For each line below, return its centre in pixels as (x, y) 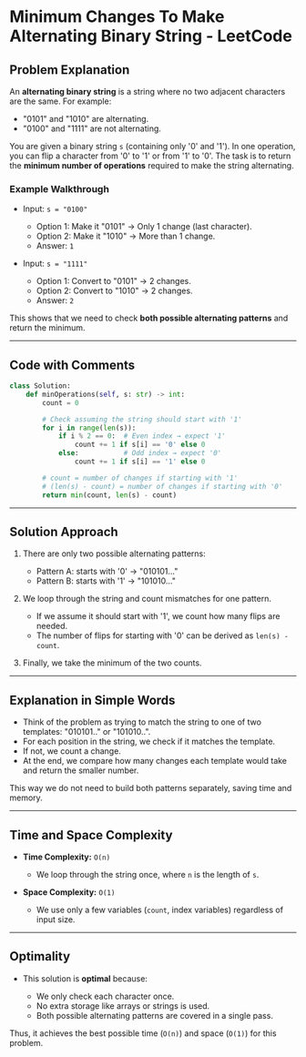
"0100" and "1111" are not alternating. (92, 128)
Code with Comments (72, 365)
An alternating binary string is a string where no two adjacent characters (148, 91)
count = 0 (61, 402)
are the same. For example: (61, 101)
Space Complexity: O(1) (69, 892)
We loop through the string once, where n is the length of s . (148, 875)
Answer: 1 (55, 246)
